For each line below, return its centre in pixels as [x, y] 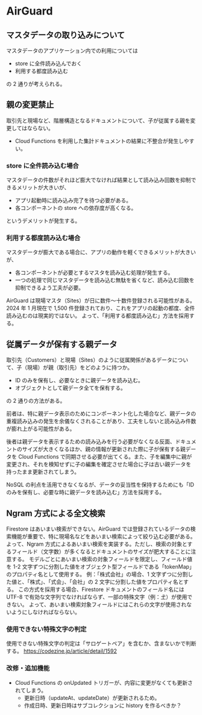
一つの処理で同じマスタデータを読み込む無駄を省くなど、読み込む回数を [105, 280]
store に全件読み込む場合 [43, 166]
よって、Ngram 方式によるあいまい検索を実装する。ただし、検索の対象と [97, 544]
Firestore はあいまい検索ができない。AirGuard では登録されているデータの [99, 529]
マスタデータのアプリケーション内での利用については [72, 51]
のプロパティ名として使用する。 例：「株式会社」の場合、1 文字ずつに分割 [97, 574]
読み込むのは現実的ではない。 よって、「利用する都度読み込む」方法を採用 [98, 316]
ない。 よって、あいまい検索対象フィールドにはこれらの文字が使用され [99, 605]
